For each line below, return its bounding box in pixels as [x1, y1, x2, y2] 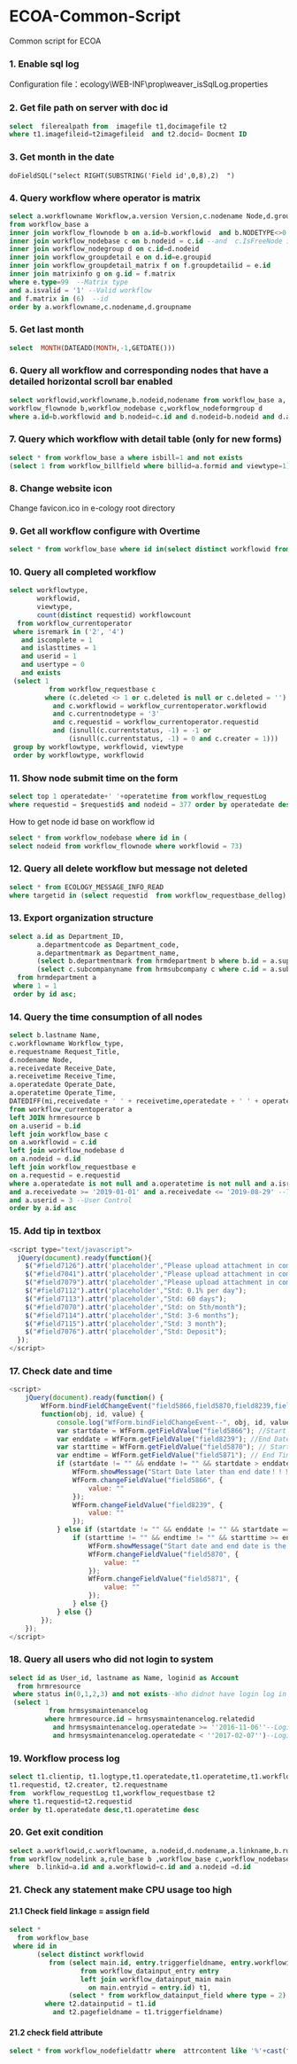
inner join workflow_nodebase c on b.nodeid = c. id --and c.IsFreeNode [9, 237, 283, 246]
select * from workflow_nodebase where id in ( [9, 833, 188, 842]
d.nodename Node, [9, 1055, 73, 1065]
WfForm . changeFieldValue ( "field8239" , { [72, 1500, 224, 1509]
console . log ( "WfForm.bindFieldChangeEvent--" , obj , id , [56, 1418, 267, 1427]
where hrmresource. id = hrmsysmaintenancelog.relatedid [44, 1715, 255, 1724]
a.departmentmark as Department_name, [36, 949, 179, 958]
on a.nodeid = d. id [9, 1154, 81, 1163]
